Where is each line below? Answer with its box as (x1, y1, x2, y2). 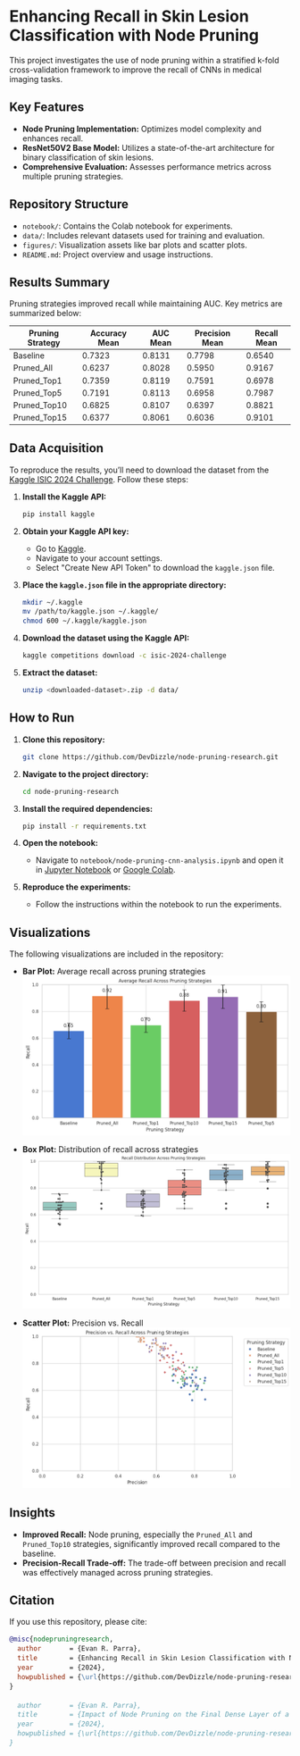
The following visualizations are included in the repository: (9, 949, 224, 959)
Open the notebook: (21, 838, 98, 849)
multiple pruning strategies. (21, 171, 123, 181)
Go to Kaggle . (35, 543, 87, 554)
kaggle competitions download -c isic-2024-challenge (21, 651, 227, 660)
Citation (9, 1593, 55, 1608)
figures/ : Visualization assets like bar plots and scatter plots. (21, 239, 247, 250)
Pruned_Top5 (12, 387, 62, 398)
